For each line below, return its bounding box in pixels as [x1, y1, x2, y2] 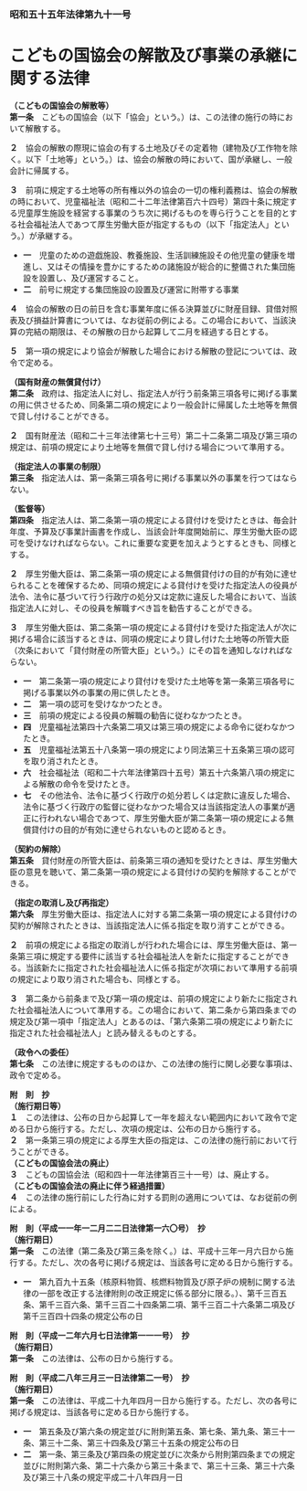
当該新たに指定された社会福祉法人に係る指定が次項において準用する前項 [25, 962, 298, 973]
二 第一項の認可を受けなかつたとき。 [22, 698, 167, 709]
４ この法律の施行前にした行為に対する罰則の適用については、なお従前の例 [9, 1191, 298, 1202]
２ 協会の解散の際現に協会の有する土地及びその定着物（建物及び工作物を [9, 142, 290, 153]
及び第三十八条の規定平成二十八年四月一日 [22, 1471, 184, 1482]
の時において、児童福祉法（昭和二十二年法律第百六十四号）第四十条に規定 [9, 196, 290, 206]
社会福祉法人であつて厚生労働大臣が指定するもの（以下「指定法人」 [16, 218, 274, 229]
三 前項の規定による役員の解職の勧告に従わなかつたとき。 [22, 710, 247, 721]
